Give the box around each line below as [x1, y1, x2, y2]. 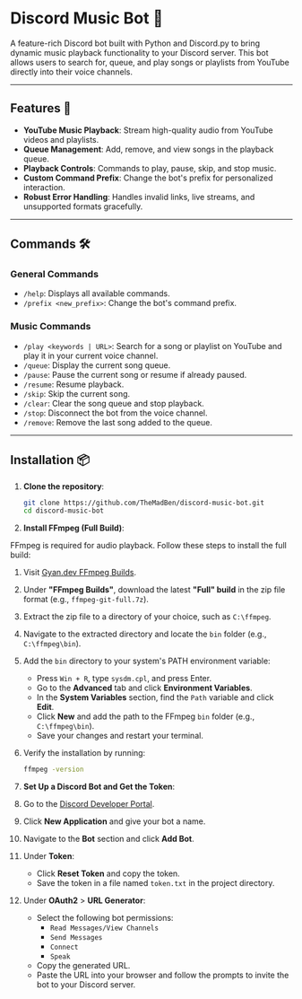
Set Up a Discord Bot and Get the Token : [22, 781, 176, 793]
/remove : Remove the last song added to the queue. [22, 416, 213, 427]
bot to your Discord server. [36, 979, 136, 990]
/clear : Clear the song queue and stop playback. [22, 398, 204, 408]
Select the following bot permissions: [36, 913, 174, 924]
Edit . [36, 702, 55, 713]
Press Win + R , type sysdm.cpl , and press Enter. [36, 673, 212, 684]
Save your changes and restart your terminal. [36, 731, 204, 741]
